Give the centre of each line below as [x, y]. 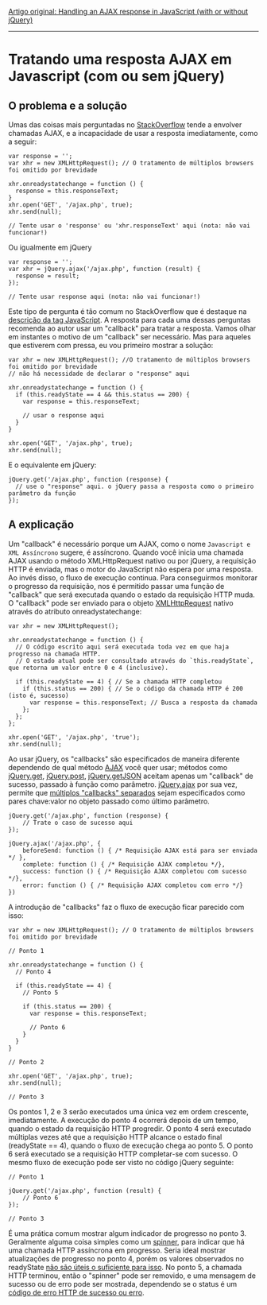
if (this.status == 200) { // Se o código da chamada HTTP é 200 [133, 688]
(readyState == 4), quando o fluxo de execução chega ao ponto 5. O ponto [131, 1145]
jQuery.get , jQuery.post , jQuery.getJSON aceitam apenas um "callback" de [131, 776]
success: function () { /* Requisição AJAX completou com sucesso [135, 871]
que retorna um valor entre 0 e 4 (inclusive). [89, 668]
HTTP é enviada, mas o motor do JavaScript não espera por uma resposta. [131, 569]
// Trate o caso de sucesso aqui [78, 823]
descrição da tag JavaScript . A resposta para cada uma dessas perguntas [130, 320]
